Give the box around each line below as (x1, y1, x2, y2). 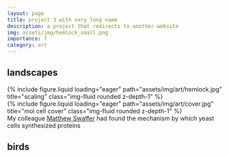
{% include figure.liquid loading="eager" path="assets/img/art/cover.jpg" (7, 100, 214, 108)
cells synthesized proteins (7, 121, 81, 130)
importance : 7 (7, 35, 48, 42)
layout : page (7, 10, 44, 17)
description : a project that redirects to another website (7, 23, 179, 29)
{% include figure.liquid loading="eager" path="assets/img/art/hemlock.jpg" (7, 85, 223, 93)
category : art (7, 42, 48, 48)
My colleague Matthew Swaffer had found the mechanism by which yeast (7, 114, 214, 122)
